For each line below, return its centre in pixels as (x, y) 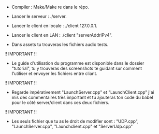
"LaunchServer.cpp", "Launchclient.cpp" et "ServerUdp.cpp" (72, 126)
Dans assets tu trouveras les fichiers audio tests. (60, 45)
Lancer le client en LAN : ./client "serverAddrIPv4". (62, 35)
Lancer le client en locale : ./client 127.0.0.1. (54, 26)
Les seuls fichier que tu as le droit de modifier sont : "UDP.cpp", (75, 121)
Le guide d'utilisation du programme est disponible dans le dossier (78, 63)
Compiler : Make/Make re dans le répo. (50, 7)
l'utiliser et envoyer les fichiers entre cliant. (54, 74)
